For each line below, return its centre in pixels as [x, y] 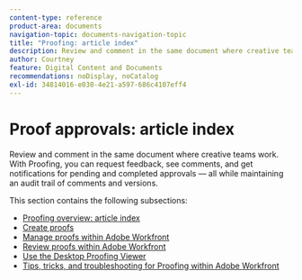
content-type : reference [56, 18]
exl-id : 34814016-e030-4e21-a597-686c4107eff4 [98, 85]
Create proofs [48, 227]
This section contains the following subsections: [98, 200]
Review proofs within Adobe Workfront [94, 246]
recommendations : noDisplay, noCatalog [84, 77]
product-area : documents [56, 26]
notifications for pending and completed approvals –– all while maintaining [147, 173]
